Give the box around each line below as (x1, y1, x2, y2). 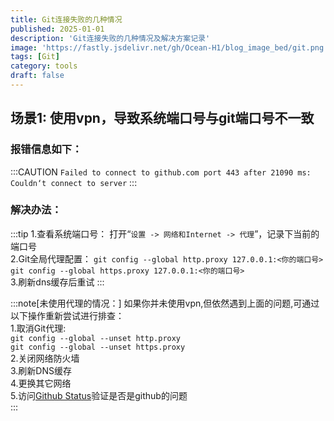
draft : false (10, 71, 65, 81)
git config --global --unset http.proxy (10, 333, 182, 343)
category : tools (10, 61, 78, 71)
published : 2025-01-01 (10, 24, 105, 34)
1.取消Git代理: (10, 322, 67, 334)
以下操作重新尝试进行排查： (10, 309, 125, 321)
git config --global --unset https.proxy (10, 342, 186, 352)
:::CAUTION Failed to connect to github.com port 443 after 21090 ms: (10, 166, 312, 178)
